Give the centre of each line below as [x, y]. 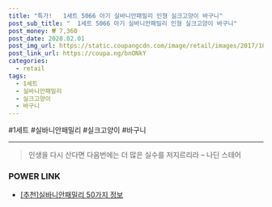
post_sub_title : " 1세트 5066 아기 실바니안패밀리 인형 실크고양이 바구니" [123, 23]
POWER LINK [34, 176]
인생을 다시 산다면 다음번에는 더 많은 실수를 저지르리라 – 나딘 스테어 [134, 155]
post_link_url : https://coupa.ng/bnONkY [78, 53]
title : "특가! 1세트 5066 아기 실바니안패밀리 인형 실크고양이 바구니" [116, 16]
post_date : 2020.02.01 [47, 38]
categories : [28, 61]
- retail [30, 69]
